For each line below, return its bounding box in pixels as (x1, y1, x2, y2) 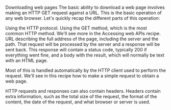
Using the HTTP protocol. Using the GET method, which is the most (5, 25, 147, 31)
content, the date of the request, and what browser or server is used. (5, 99, 151, 105)
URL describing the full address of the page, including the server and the (5, 36, 159, 42)
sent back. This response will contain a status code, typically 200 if (5, 47, 147, 52)
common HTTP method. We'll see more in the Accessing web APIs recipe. (5, 31, 161, 36)
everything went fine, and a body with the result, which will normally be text (5, 52, 165, 58)
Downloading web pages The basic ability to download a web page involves (5, 5, 165, 10)
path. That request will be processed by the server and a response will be (5, 41, 160, 47)
